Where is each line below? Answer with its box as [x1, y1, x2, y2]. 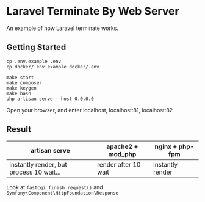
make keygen [6, 85, 37, 91]
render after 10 [97, 160, 141, 168]
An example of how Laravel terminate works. [6, 24, 119, 32]
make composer [6, 79, 43, 86]
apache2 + [106, 142, 138, 151]
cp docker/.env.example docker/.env [6, 63, 99, 70]
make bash [6, 90, 32, 96]
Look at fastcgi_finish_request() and [6, 183, 104, 190]
